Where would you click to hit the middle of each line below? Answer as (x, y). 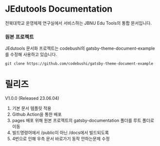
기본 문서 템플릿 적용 (32, 109)
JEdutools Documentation (59, 9)
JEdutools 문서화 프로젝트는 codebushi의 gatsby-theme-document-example (80, 48)
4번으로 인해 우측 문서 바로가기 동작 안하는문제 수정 (61, 139)
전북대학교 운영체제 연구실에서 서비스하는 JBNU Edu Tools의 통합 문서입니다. (79, 23)
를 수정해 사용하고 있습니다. (31, 55)
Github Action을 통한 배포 (37, 114)
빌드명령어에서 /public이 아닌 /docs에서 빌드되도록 (61, 133)
